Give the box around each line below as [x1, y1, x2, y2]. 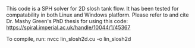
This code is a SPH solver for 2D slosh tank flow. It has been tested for [6, 5, 179, 12]
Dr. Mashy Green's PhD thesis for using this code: [6, 18, 128, 24]
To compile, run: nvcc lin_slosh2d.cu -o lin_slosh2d [6, 36, 131, 42]
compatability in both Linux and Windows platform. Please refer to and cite [6, 11, 189, 18]
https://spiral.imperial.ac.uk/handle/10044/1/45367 [6, 24, 131, 31]
